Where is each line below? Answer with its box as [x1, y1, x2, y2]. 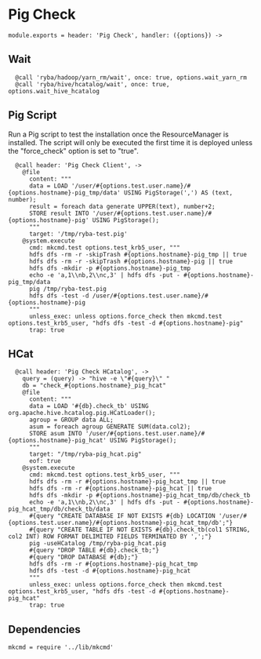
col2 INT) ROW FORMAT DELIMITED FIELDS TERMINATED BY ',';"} [8, 533, 212, 541]
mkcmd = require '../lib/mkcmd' [8, 643, 114, 652]
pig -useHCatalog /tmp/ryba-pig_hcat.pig [28, 540, 167, 548]
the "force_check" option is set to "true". [8, 146, 139, 155]
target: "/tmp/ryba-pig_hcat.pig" [28, 450, 143, 458]
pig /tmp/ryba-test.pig [28, 285, 107, 293]
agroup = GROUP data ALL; [28, 416, 114, 424]
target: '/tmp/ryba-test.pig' [28, 230, 128, 238]
